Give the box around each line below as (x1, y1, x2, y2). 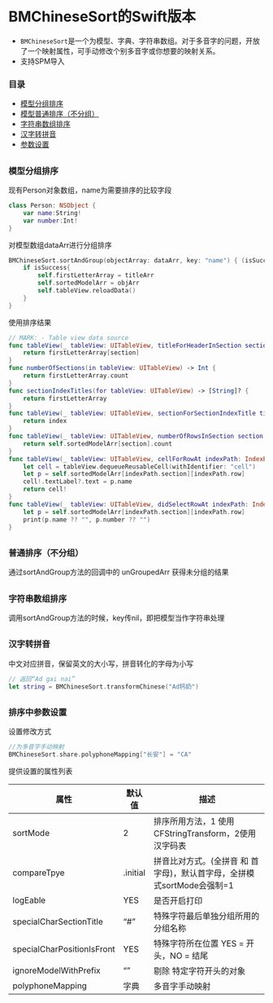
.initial (123, 867, 146, 878)
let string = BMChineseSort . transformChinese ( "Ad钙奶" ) (8, 682, 199, 691)
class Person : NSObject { (8, 201, 96, 209)
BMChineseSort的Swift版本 (8, 7, 197, 26)
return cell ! (23, 486, 67, 494)
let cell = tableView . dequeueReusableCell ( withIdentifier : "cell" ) (23, 462, 256, 471)
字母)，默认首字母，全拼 (153, 867, 247, 878)
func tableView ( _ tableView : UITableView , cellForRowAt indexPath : (8, 455, 242, 463)
